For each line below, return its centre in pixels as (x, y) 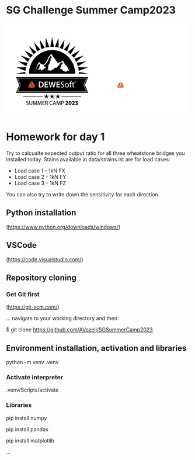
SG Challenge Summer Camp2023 (91, 10)
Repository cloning (41, 277)
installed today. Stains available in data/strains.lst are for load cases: (88, 159)
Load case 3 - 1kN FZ (40, 183)
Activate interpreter (35, 377)
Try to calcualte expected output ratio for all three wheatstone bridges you (95, 153)
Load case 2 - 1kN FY (40, 177)
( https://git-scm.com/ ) (33, 307)
